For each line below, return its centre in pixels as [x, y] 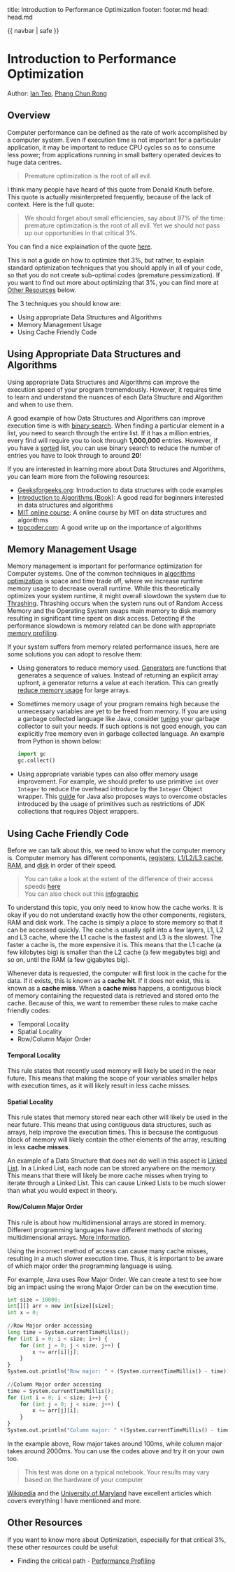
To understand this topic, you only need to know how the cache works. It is [115, 907]
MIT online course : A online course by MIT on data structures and [112, 512]
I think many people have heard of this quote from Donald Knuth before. [111, 189]
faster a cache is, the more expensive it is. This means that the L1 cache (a [114, 944]
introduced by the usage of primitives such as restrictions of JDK [111, 804]
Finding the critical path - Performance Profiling [86, 1561]
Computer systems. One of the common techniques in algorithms [101, 574]
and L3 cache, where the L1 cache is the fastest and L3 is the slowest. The [114, 937]
